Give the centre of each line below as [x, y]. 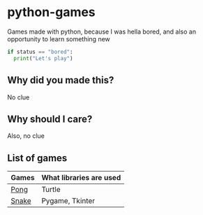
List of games [37, 158]
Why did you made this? [61, 80]
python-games [51, 12]
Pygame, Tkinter [68, 201]
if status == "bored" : [40, 52]
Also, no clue [26, 136]
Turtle [51, 190]
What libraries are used [81, 178]
